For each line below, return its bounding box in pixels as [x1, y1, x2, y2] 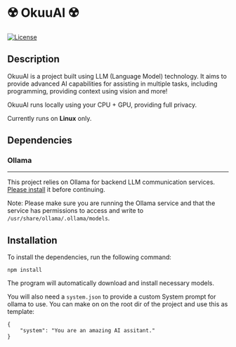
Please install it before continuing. [7, 185, 105, 194]
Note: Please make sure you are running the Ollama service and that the [7, 199, 216, 207]
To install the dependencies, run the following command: [7, 253, 172, 261]
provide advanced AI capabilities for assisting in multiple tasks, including [7, 79, 218, 88]
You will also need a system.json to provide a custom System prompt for [7, 292, 216, 301]
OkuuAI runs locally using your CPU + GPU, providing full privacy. [7, 100, 197, 109]
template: [7, 308, 35, 316]
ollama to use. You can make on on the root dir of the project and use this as [7, 300, 228, 308]
